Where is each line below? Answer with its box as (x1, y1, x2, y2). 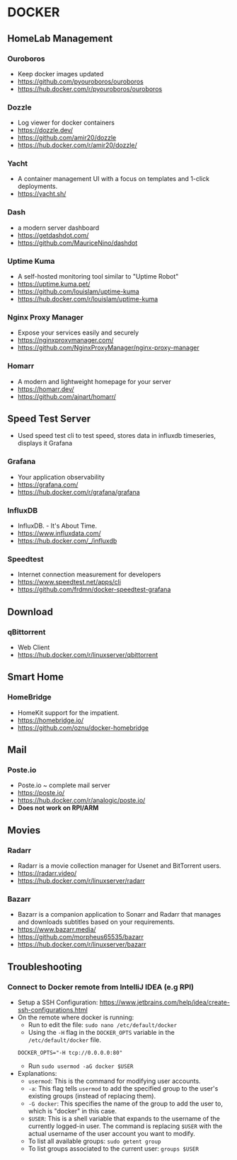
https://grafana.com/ (17, 480, 79, 489)
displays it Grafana (17, 439, 73, 448)
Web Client (17, 643, 50, 651)
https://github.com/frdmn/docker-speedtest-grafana (17, 585, 171, 594)
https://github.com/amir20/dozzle (17, 134, 117, 142)
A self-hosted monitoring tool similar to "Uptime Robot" (17, 272, 179, 281)
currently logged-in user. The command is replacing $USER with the (28, 1122, 223, 1130)
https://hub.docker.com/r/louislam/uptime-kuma (17, 295, 158, 303)
